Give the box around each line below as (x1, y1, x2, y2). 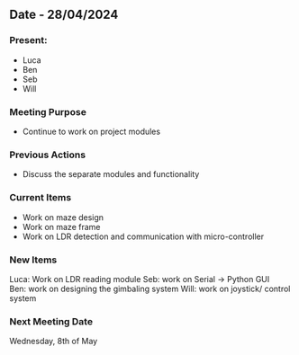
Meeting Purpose (9, 105, 87, 118)
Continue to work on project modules (22, 126, 160, 137)
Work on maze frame (22, 221, 101, 232)
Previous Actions (9, 148, 86, 161)
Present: (9, 34, 48, 47)
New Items (9, 253, 58, 266)
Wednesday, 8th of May (9, 336, 98, 347)
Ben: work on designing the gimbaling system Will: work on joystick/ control (9, 283, 291, 294)
